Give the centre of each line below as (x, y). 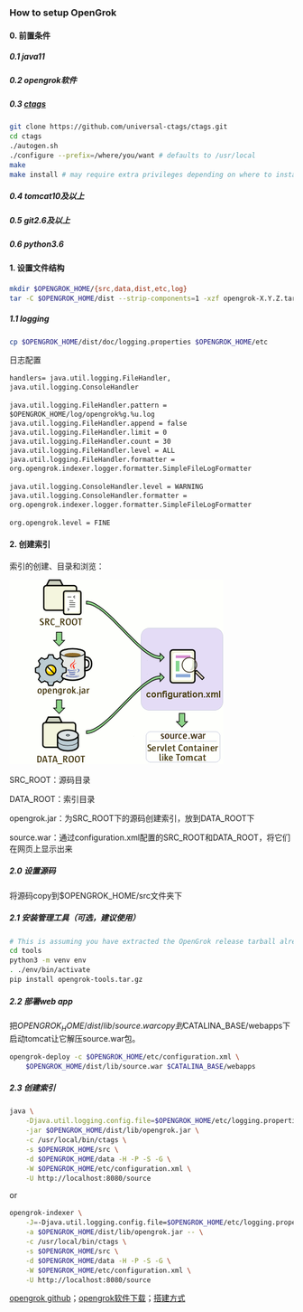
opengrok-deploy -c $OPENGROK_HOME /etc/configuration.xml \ (125, 1057)
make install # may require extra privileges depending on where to (141, 175)
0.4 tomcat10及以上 (47, 196)
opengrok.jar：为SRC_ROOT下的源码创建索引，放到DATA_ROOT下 (132, 818)
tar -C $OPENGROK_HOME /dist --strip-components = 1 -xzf (115, 298)
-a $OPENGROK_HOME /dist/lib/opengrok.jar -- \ (115, 1232)
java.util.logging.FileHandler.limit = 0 (88, 433)
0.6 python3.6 (37, 244)
